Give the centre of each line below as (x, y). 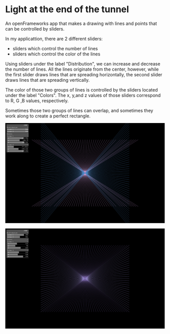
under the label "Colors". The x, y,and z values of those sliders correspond (83, 95)
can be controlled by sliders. (35, 28)
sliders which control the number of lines (55, 48)
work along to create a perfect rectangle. (48, 116)
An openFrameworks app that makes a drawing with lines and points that (81, 23)
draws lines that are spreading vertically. (48, 80)
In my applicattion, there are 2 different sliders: (54, 39)
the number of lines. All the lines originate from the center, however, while (82, 69)
